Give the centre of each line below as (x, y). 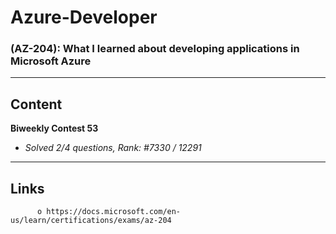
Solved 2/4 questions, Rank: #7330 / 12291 (113, 148)
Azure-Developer (84, 17)
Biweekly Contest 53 (54, 128)
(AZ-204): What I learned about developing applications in (155, 49)
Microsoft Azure (51, 61)
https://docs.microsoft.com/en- (114, 212)
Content (36, 104)
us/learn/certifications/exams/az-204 (91, 221)
